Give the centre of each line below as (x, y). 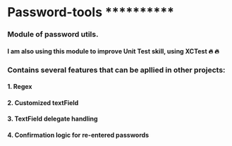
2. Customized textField (43, 102)
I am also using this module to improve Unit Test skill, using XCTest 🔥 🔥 (114, 51)
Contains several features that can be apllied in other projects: (116, 70)
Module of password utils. (53, 35)
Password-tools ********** (91, 12)
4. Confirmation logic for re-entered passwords (78, 135)
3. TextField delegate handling (53, 119)
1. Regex (20, 87)
